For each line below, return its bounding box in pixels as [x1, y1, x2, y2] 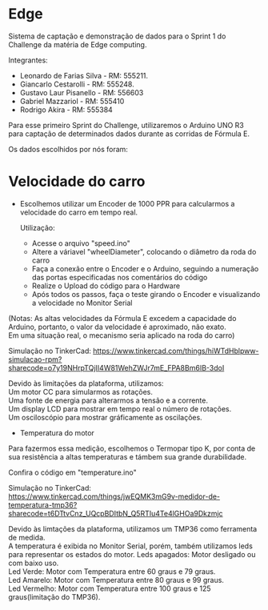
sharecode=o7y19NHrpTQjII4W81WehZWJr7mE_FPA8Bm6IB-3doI [8, 363, 225, 372]
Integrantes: [8, 55, 48, 65]
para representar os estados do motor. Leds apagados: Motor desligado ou [8, 549, 256, 559]
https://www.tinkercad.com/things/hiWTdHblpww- [93, 346, 259, 355]
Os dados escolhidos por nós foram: [8, 144, 128, 154]
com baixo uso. [8, 558, 59, 568]
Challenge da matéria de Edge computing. [8, 39, 147, 49]
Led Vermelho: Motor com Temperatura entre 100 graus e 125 [8, 584, 211, 593]
